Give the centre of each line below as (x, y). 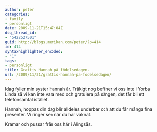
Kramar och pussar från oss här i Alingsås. (49, 124)
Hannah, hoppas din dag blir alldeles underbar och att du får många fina (79, 109)
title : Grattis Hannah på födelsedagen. (48, 70)
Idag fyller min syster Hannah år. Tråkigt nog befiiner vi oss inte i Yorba (78, 89)
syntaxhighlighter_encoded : (34, 51)
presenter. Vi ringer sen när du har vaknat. (48, 114)
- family (14, 19)
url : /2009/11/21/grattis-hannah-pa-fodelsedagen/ (58, 75)
